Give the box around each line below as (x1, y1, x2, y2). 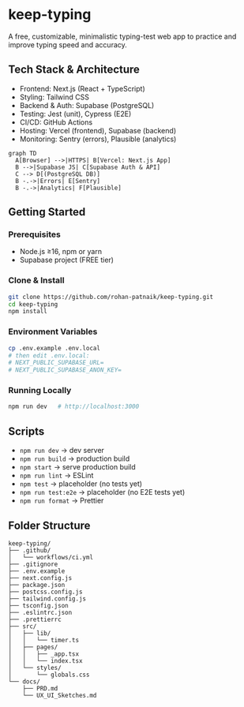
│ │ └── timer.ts (8, 636, 80, 644)
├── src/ (8, 622, 37, 630)
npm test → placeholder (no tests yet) (19, 479, 143, 488)
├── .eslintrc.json (8, 608, 73, 616)
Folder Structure (8, 518, 91, 532)
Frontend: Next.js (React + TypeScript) (19, 84, 146, 93)
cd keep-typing (8, 300, 58, 309)
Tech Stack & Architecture (8, 63, 141, 77)
